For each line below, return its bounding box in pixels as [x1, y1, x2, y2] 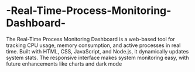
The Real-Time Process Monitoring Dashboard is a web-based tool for [6, 35, 176, 42]
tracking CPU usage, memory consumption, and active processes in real [6, 42, 181, 49]
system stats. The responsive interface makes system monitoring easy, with [6, 54, 189, 61]
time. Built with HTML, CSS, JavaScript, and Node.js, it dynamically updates [6, 48, 189, 55]
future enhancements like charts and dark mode [6, 60, 122, 67]
